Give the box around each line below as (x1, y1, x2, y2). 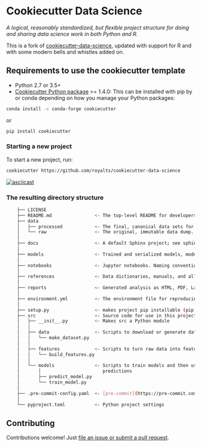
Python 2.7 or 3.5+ (14, 81, 61, 89)
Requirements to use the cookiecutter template (6, 66, 185, 76)
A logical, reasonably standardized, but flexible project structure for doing (6, 24, 190, 31)
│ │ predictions (17, 368, 133, 375)
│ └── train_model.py (17, 379, 87, 385)
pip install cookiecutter (6, 128, 71, 134)
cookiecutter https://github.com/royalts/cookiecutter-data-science (6, 168, 181, 174)
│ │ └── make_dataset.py (17, 335, 90, 341)
